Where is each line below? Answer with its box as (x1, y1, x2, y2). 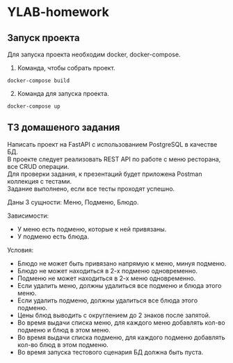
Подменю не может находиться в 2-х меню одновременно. (17, 274, 196, 282)
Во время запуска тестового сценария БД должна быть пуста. (17, 348, 204, 356)
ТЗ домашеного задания (7, 122, 120, 134)
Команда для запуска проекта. (17, 90, 109, 97)
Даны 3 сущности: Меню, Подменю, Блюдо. (7, 197, 139, 206)
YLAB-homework (7, 4, 109, 20)
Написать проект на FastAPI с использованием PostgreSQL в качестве (7, 140, 218, 148)
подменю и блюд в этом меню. (17, 325, 111, 334)
